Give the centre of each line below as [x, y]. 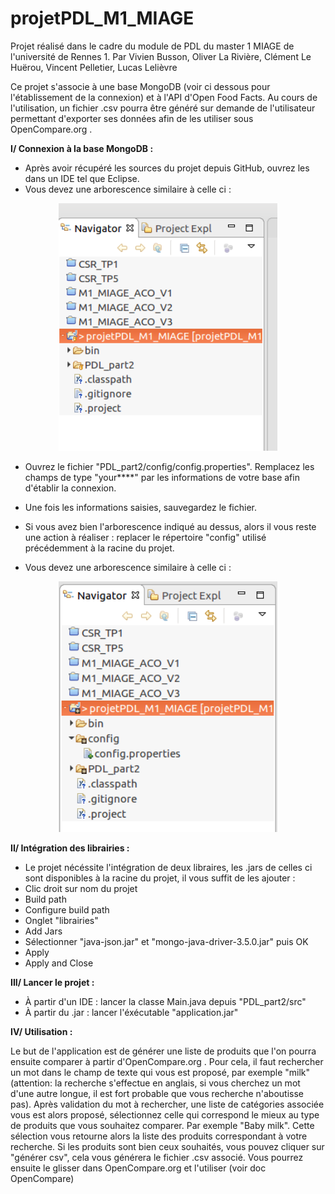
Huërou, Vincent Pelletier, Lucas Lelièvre [94, 67]
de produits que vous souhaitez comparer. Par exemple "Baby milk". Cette [162, 1125]
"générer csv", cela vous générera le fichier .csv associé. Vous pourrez [157, 1157]
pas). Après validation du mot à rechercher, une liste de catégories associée [167, 1104]
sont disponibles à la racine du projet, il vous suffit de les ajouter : [160, 878]
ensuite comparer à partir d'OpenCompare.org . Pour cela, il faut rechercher [167, 1061]
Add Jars [43, 931]
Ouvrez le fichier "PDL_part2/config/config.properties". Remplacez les [169, 467]
